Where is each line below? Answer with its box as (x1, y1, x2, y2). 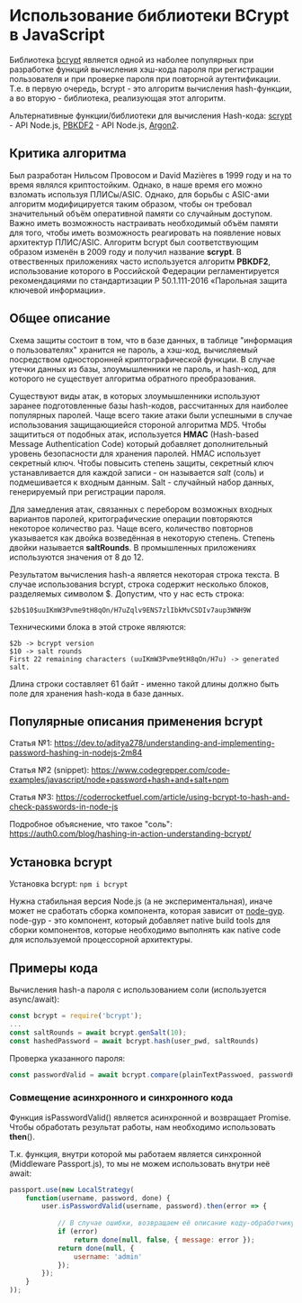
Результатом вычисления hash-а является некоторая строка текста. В (9, 569, 280, 579)
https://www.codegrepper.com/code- (91, 765, 231, 776)
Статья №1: (9, 738, 52, 749)
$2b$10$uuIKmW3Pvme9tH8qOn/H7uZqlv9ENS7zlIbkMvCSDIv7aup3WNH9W (9, 606, 252, 615)
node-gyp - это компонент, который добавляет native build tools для (9, 916, 271, 926)
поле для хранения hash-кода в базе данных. (9, 688, 184, 698)
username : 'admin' (73, 1252, 143, 1262)
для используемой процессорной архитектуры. (9, 934, 193, 945)
